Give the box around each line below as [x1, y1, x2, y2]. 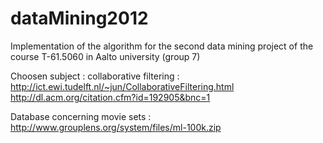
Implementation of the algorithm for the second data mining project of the [10, 40, 314, 52]
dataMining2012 [10, 7, 149, 30]
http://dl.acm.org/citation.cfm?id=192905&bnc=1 [10, 91, 211, 103]
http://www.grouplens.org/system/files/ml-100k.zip [10, 121, 222, 133]
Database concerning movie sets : [10, 110, 152, 122]
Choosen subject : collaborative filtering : [10, 70, 180, 82]
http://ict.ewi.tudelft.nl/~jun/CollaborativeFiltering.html [10, 80, 235, 92]
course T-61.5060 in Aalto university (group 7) [10, 50, 201, 62]
